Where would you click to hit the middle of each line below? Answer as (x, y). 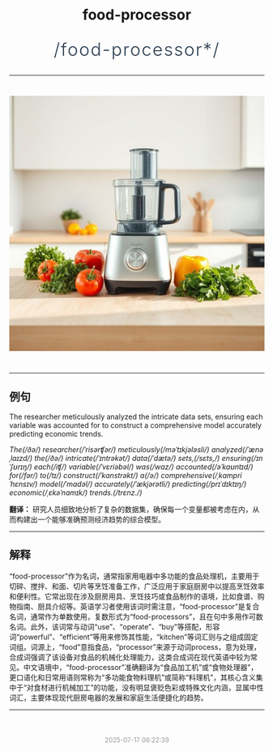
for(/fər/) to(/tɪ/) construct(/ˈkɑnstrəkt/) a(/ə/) (84, 475)
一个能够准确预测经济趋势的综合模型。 (101, 519)
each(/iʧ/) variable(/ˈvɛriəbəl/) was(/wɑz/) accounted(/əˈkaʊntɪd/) (143, 467)
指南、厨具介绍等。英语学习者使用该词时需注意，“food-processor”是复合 (138, 606)
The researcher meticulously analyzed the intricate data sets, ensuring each (136, 416)
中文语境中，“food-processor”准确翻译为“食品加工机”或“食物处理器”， (141, 667)
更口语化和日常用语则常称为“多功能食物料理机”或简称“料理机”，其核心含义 (132, 677)
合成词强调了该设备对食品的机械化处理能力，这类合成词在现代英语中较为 (130, 657)
